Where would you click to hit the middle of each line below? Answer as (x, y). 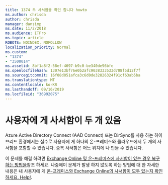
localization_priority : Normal (38, 47)
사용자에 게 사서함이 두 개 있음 (63, 120)
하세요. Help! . (19, 177)
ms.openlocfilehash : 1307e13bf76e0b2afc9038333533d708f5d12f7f (73, 71)
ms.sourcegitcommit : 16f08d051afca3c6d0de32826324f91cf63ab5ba (73, 75)
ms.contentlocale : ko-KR (31, 84)
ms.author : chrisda (26, 15)
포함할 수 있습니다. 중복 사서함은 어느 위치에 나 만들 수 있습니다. (81, 148)
